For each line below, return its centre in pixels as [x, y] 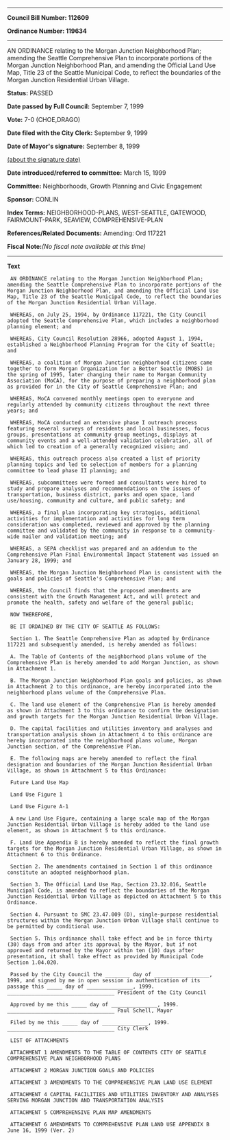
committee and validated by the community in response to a [95, 531]
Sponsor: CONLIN [33, 199]
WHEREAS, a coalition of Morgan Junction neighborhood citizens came [111, 363]
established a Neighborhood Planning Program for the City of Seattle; [111, 345]
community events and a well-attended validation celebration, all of [110, 441]
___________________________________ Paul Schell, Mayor [90, 1010]
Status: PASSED [30, 93]
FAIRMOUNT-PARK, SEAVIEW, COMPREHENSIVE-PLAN [85, 220]
